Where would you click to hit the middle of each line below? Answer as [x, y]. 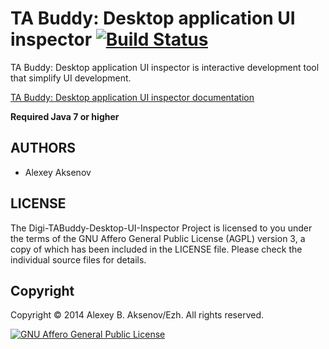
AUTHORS [43, 148]
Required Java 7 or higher [65, 116]
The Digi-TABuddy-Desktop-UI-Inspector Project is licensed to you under [161, 228]
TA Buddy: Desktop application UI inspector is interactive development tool [165, 67]
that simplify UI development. [71, 78]
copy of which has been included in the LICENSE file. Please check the [156, 249]
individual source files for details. [78, 259]
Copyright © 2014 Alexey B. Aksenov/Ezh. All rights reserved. [137, 315]
